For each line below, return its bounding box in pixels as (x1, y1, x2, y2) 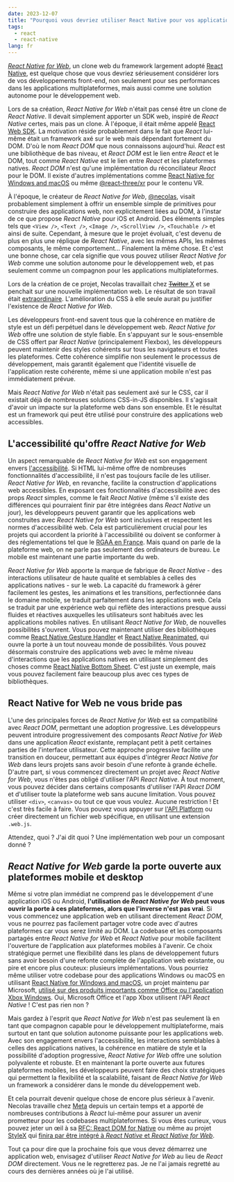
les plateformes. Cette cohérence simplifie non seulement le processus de (8, 352, 221, 361)
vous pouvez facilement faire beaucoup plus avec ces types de (8, 669, 190, 678)
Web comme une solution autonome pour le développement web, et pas (8, 259, 215, 267)
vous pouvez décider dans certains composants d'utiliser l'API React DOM (8, 782, 221, 791)
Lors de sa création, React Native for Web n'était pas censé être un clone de (8, 105, 227, 113)
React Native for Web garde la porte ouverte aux (8, 861, 222, 873)
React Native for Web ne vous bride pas (8, 697, 183, 709)
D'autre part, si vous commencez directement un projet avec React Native (8, 768, 220, 776)
